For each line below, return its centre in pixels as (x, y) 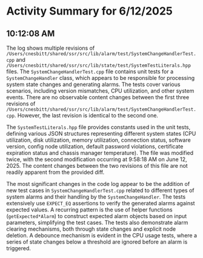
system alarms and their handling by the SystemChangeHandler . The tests (96, 197)
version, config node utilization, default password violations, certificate (95, 146)
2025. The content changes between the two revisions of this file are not (97, 166)
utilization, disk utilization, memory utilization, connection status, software (98, 140)
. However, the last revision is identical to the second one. (86, 115)
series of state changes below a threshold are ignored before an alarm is (97, 242)
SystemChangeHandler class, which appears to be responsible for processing (101, 78)
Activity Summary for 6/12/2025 (89, 11)
